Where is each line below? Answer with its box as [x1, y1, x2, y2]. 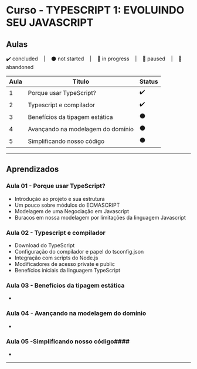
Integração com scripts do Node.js [14, 254, 98, 261]
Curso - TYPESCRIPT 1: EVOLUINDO [6, 4, 185, 17]
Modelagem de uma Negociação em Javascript [14, 207, 130, 214]
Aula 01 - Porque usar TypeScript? [6, 182, 106, 190]
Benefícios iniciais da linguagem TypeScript [14, 266, 121, 274]
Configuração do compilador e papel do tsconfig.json [14, 248, 144, 255]
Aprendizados [6, 165, 59, 175]
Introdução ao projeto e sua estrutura [14, 195, 105, 202]
